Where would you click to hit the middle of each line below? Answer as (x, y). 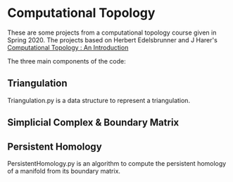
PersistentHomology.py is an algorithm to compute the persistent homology (117, 163)
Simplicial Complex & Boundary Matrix (93, 122)
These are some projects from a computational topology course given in (112, 32)
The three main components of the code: (67, 61)
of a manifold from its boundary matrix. (64, 171)
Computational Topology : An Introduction (68, 47)
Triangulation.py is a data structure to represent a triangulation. (99, 100)
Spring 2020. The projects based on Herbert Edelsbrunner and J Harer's (113, 40)
